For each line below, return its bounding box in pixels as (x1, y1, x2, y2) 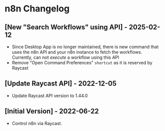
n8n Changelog (4, 3, 70, 14)
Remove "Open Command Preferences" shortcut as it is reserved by (11, 60, 153, 65)
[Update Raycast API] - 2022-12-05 (4, 79, 117, 88)
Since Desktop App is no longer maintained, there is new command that (11, 44, 159, 50)
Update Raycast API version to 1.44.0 (11, 93, 88, 99)
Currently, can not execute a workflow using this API (11, 54, 120, 60)
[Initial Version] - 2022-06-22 (4, 107, 99, 116)
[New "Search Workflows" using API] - (4, 23, 128, 31)
